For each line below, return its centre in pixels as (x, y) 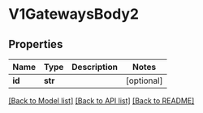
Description (95, 67)
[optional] (144, 80)
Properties (36, 44)
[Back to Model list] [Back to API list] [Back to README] (101, 101)
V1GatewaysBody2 (74, 14)
